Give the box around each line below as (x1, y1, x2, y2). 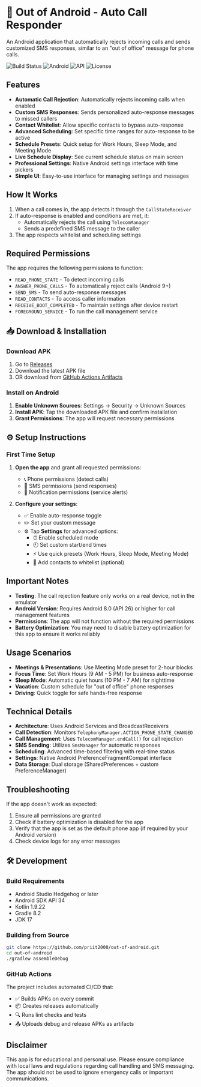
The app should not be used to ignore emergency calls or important (6, 1068, 173, 1076)
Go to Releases (14, 361, 53, 368)
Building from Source (6, 930, 70, 939)
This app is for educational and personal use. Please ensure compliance (6, 1056, 185, 1063)
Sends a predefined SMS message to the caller (23, 224, 140, 232)
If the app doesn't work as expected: (6, 801, 97, 808)
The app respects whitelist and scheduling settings (14, 231, 141, 238)
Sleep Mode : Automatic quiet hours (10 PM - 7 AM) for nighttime (14, 676, 175, 684)
